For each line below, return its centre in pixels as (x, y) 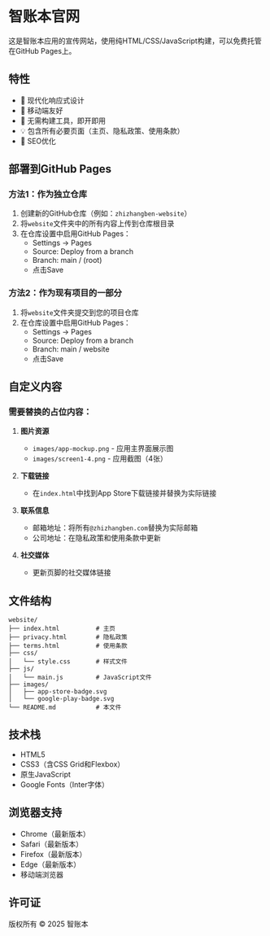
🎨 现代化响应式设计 (52, 100)
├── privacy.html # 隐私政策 (68, 637)
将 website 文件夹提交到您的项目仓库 (79, 312)
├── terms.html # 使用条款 (68, 646)
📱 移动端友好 (41, 110)
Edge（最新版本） (50, 864)
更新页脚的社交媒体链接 (72, 573)
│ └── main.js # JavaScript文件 (80, 678)
